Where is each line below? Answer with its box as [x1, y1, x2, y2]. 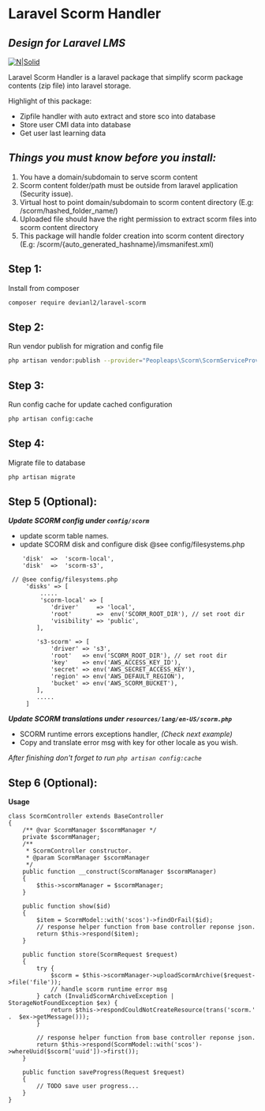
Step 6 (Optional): [8, 776, 98, 789]
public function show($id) [22, 902, 111, 910]
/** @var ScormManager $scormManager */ [22, 826, 157, 834]
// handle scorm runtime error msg [50, 985, 168, 993]
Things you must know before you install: [8, 151, 217, 164]
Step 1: [8, 263, 43, 276]
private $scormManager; [22, 833, 101, 841]
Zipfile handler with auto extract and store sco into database [19, 111, 216, 121]
